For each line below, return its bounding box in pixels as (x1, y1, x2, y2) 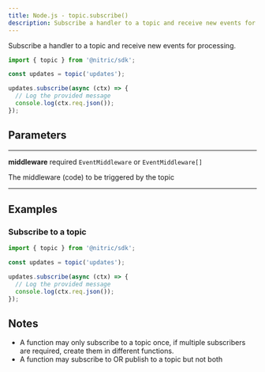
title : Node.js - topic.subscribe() (8, 11, 129, 20)
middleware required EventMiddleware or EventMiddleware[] (8, 157, 203, 166)
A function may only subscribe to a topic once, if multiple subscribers (19, 338, 246, 347)
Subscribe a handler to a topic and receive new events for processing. (8, 40, 237, 50)
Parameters (8, 128, 67, 142)
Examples (8, 203, 58, 216)
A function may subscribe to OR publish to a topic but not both (19, 355, 223, 364)
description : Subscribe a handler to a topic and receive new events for (8, 19, 256, 27)
